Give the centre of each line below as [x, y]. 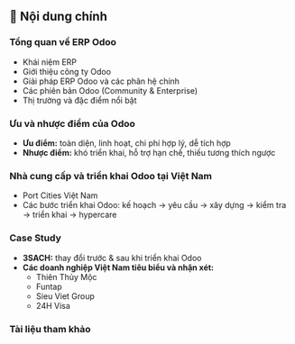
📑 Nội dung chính [59, 17]
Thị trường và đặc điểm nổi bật [79, 100]
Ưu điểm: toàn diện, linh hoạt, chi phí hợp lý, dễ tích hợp [127, 143]
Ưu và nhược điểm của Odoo [72, 123]
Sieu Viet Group [65, 296]
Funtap [49, 286]
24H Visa [53, 305]
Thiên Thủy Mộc [66, 276]
